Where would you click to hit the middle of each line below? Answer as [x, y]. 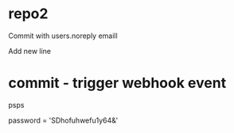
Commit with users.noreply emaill [63, 36]
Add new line [30, 51]
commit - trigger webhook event [117, 83]
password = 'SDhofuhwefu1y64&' [63, 120]
